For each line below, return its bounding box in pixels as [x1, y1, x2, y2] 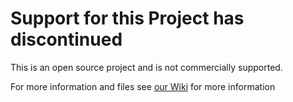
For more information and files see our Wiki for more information [10, 80, 276, 92]
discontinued [10, 28, 123, 51]
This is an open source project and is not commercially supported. [10, 61, 283, 73]
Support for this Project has [10, 7, 245, 30]
